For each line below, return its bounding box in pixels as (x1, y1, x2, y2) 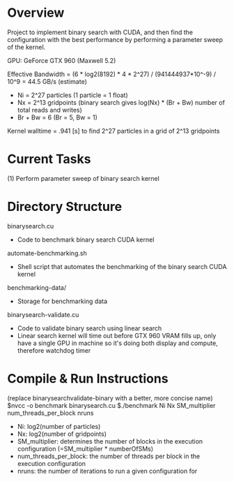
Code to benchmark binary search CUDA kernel (17, 235, 155, 244)
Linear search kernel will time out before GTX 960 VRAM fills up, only (17, 331, 217, 339)
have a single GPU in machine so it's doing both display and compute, (17, 339, 218, 347)
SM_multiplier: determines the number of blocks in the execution (17, 437, 203, 445)
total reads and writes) (17, 105, 82, 114)
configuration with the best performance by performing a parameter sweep (7, 35, 224, 43)
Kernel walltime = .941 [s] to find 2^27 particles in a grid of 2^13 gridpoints (7, 126, 220, 135)
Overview (7, 5, 65, 21)
